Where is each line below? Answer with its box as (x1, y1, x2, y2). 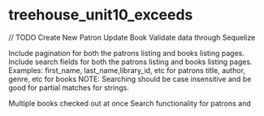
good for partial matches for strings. (8, 83, 130, 92)
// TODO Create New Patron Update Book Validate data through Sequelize (8, 32, 256, 42)
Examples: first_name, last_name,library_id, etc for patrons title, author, (8, 65, 246, 75)
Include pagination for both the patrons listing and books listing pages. (8, 48, 245, 58)
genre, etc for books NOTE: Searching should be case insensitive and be (8, 74, 252, 84)
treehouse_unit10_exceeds (8, 6, 193, 24)
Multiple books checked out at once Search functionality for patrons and (8, 98, 252, 108)
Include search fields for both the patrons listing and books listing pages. (8, 57, 253, 67)
